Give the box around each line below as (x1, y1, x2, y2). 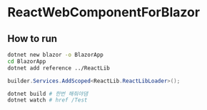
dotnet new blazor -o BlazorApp (7, 51, 103, 58)
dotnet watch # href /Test (7, 97, 88, 104)
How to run (7, 33, 58, 45)
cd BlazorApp (7, 57, 46, 65)
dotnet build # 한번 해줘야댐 (7, 90, 89, 97)
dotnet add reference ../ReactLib (7, 65, 111, 72)
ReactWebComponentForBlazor (7, 4, 201, 21)
